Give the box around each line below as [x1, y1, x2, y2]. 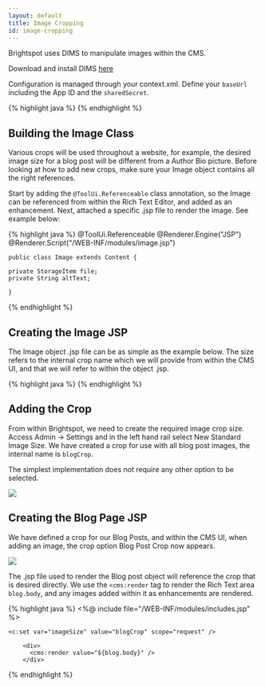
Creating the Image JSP [8, 325, 129, 340]
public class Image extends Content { [8, 253, 137, 262]
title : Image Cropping [8, 19, 84, 27]
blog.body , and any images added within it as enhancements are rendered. [8, 588, 254, 598]
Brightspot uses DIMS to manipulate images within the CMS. [8, 49, 206, 58]
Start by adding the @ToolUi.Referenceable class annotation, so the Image [8, 189, 251, 198]
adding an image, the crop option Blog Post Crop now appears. [8, 541, 216, 550]
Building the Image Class [8, 126, 134, 140]
